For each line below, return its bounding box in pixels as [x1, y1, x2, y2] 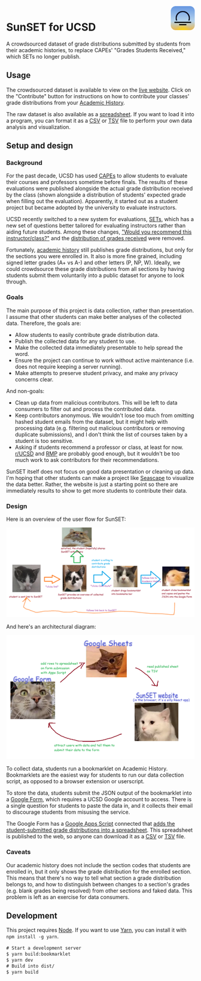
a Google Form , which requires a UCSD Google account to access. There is [6, 796, 192, 803]
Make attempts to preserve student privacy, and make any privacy [14, 369, 178, 376]
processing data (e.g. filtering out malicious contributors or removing [14, 424, 185, 431]
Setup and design [6, 141, 74, 151]
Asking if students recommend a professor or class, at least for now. [14, 443, 184, 451]
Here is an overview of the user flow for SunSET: [6, 515, 126, 523]
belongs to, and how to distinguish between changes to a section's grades [6, 880, 190, 888]
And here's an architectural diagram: [6, 623, 96, 630]
